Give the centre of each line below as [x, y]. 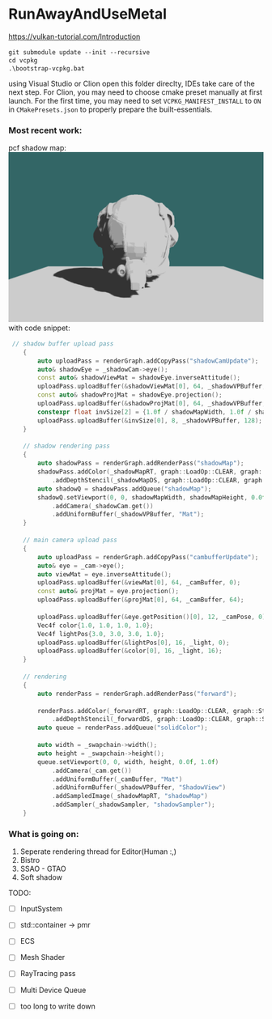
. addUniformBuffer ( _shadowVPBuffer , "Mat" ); [128, 515]
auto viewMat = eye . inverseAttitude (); [105, 574]
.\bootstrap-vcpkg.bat [47, 68]
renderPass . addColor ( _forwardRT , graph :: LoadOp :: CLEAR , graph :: [148, 711]
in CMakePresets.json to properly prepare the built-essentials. [110, 109]
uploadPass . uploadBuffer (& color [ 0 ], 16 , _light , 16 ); [130, 651]
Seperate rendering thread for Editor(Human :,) [98, 851]
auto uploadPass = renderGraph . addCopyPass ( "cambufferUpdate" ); [148, 557]
